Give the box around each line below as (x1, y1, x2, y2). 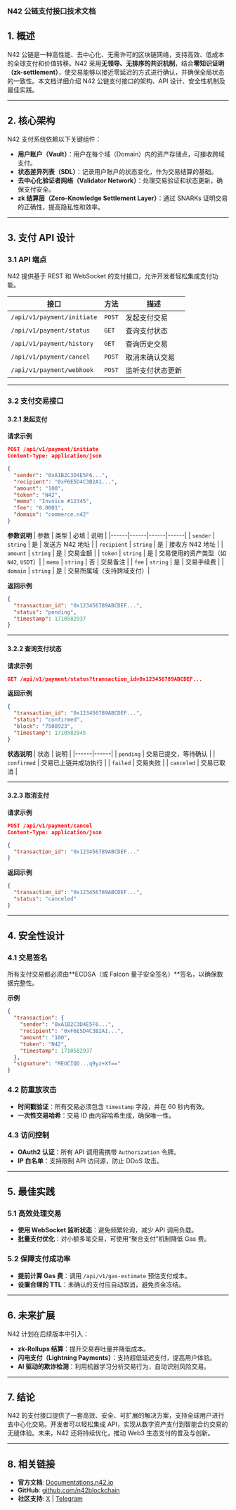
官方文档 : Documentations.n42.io (17, 1478, 114, 1487)
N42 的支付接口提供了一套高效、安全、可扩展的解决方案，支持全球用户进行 (7, 1411, 225, 1420)
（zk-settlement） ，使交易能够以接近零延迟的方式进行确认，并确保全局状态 (7, 68, 225, 76)
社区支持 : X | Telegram (17, 1494, 83, 1503)
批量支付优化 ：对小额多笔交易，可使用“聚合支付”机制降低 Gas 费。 (17, 1234, 211, 1243)
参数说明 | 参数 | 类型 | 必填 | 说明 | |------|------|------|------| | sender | (7, 531, 216, 540)
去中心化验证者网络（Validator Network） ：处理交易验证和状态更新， (17, 176, 217, 185)
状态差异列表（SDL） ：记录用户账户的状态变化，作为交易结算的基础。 (17, 167, 218, 175)
